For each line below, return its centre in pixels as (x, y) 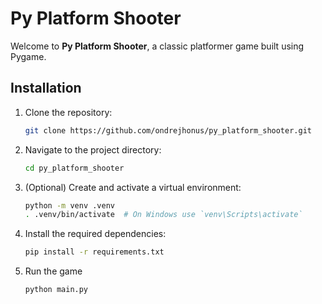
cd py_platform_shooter (74, 168)
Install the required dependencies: (95, 234)
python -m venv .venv (69, 205)
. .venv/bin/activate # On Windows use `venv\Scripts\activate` (163, 215)
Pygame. (28, 56)
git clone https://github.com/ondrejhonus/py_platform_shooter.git (168, 130)
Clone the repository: (68, 112)
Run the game (53, 271)
